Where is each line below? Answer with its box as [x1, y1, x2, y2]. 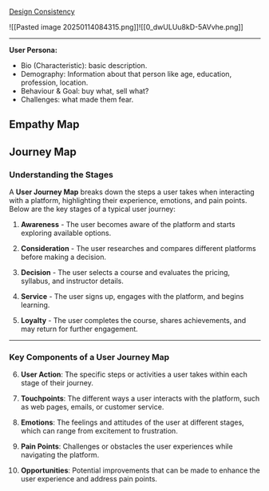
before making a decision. [20, 252, 107, 262]
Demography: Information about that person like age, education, [20, 70, 232, 78]
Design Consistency [9, 7, 75, 16]
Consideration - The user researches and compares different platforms [20, 244, 256, 253]
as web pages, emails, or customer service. [20, 402, 164, 412]
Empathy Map [9, 118, 80, 131]
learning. [20, 300, 50, 310]
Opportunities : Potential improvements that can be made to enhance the [20, 465, 260, 475]
